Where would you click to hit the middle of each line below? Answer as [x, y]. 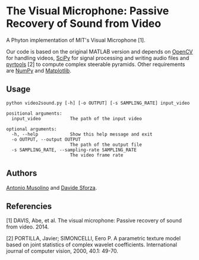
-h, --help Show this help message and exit [82, 134]
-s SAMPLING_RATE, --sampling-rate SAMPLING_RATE [74, 150]
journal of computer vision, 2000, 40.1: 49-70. [62, 251]
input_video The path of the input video [77, 118]
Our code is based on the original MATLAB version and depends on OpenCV [99, 51]
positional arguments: [34, 113]
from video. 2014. [28, 227]
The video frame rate [97, 155]
